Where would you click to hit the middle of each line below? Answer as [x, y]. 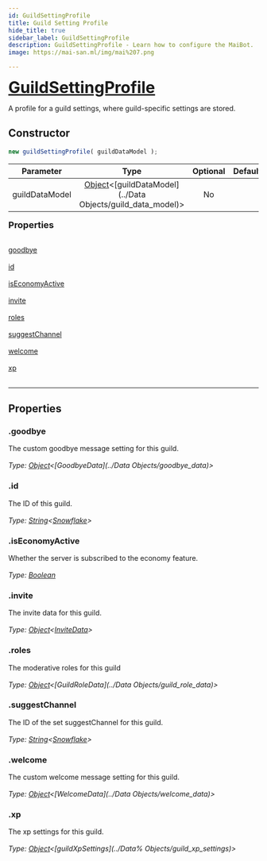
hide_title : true [37, 30]
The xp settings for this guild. [56, 832]
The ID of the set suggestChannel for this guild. [86, 722]
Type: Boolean [32, 575]
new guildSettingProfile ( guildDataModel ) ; [83, 152]
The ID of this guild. [41, 503]
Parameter [41, 171]
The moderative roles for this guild [65, 667]
